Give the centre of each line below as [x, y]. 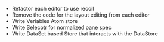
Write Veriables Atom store [45, 21]
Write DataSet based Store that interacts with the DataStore [85, 34]
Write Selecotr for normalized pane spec [62, 27]
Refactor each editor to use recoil [53, 9]
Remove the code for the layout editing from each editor [81, 15]
